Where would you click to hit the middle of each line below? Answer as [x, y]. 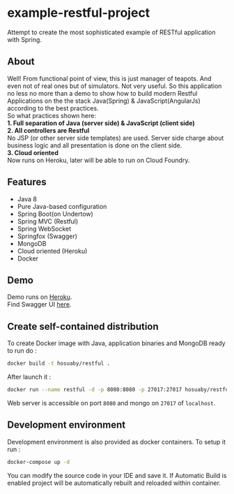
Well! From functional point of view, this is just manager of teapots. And [109, 78]
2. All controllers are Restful [48, 130]
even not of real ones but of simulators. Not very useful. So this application [115, 86]
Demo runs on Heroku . [40, 297]
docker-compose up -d [39, 462]
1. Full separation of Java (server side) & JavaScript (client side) [101, 123]
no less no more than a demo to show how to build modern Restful [102, 93]
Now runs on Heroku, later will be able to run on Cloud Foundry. [99, 160]
